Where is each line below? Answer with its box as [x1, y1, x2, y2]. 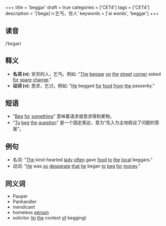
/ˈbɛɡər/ [5, 40, 22, 46]
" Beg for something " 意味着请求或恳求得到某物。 [12, 113, 115, 119]
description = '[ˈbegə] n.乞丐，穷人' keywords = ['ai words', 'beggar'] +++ [5, 10, 159, 16]
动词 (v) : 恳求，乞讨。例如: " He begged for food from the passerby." [12, 82, 155, 88]
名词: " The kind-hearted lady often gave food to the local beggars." [12, 157, 153, 163]
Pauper [12, 193, 28, 200]
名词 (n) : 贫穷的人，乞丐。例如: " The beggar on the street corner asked [12, 71, 161, 77]
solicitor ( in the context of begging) [12, 215, 87, 221]
